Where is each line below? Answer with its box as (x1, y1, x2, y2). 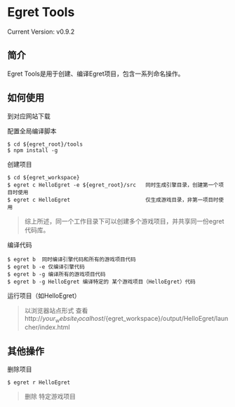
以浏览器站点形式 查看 (24, 306, 88, 315)
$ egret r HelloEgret (7, 379, 71, 386)
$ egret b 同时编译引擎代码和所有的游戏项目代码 (7, 256, 136, 263)
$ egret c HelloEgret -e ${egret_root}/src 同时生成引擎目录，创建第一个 (7, 181, 219, 188)
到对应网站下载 (7, 111, 51, 120)
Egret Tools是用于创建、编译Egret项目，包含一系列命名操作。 (7, 69, 184, 78)
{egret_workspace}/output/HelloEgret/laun (105, 314, 229, 322)
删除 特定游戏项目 (24, 392, 76, 401)
